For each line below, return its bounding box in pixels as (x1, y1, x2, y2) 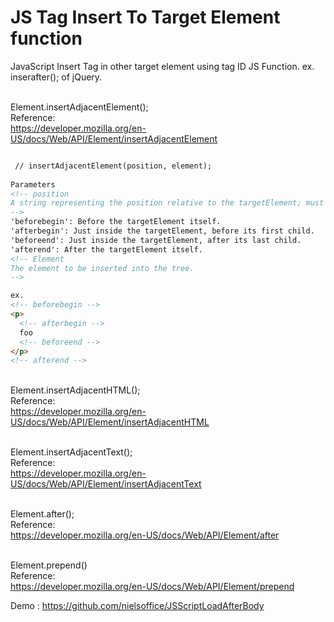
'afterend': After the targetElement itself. (10, 244, 203, 255)
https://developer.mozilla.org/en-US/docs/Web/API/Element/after (10, 529, 280, 541)
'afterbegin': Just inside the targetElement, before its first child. (10, 226, 315, 236)
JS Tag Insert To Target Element (10, 6, 281, 29)
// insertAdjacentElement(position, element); (14, 161, 213, 171)
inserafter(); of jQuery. (10, 71, 103, 83)
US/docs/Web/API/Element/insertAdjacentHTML (10, 416, 210, 428)
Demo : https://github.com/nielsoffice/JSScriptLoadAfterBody (10, 600, 265, 612)
